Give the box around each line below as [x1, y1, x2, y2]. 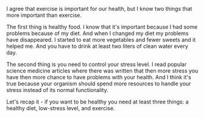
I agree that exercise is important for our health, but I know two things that [6, 5, 192, 12]
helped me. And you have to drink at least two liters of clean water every [6, 42, 189, 50]
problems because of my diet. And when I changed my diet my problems [6, 30, 189, 37]
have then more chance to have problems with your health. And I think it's [6, 74, 192, 80]
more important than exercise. [6, 11, 82, 19]
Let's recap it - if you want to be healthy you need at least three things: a [6, 98, 189, 105]
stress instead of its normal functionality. [6, 87, 108, 93]
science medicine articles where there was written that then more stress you [6, 67, 199, 74]
